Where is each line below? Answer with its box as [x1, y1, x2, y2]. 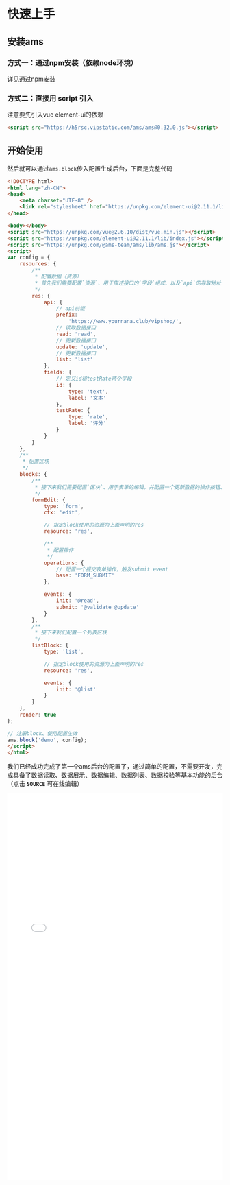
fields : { [43, 369, 72, 376]
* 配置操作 [47, 547, 74, 553]
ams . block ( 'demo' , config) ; [7, 737, 88, 743]
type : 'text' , [68, 388, 109, 395]
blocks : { [19, 471, 48, 478]
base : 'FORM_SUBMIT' [55, 572, 115, 579]
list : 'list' [55, 356, 94, 363]
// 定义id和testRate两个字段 [55, 375, 132, 383]
